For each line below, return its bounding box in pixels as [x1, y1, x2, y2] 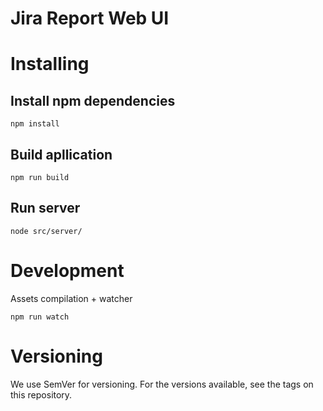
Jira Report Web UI [10, 7, 170, 30]
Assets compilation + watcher [10, 292, 133, 304]
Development [10, 260, 125, 282]
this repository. [10, 388, 73, 401]
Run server [10, 200, 81, 217]
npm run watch [10, 312, 70, 322]
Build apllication [10, 146, 113, 163]
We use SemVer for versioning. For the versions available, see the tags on [10, 378, 314, 390]
